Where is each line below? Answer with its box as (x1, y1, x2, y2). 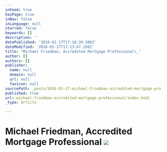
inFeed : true (5, 7, 32, 12)
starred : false (5, 26, 37, 31)
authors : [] (5, 58, 30, 63)
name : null (9, 68, 32, 73)
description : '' (5, 35, 39, 40)
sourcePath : (5, 86, 30, 91)
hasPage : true (5, 12, 35, 17)
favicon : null (9, 81, 39, 86)
